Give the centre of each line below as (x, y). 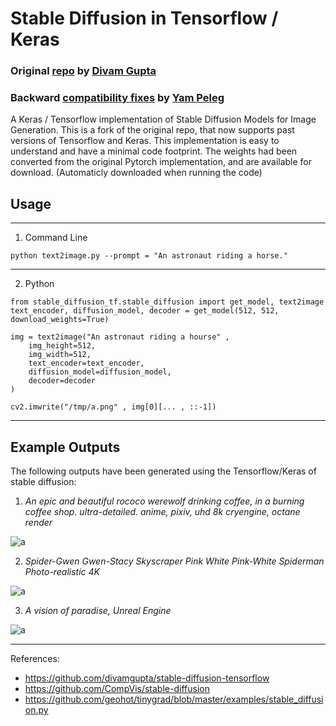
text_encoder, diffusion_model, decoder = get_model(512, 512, (145, 311)
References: (35, 659)
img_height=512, (62, 346)
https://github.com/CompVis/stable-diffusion (117, 689)
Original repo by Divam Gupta (83, 71)
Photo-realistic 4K (62, 572)
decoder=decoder (62, 381)
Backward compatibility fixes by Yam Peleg (117, 98)
